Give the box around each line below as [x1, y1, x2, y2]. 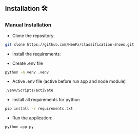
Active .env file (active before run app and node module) [12, 78, 126, 84]
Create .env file [12, 60, 43, 66]
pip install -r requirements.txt [5, 106, 73, 111]
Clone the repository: [12, 33, 55, 38]
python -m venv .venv [5, 70, 49, 75]
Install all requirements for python [12, 97, 80, 103]
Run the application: [12, 115, 53, 121]
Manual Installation [5, 21, 52, 28]
